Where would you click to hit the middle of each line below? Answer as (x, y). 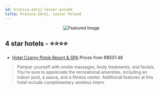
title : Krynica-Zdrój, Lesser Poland (43, 14)
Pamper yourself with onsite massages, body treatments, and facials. (86, 67)
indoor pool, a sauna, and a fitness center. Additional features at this (85, 77)
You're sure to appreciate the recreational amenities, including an (82, 72)
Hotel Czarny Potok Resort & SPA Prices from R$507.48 (67, 58)
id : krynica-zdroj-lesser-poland (39, 9)
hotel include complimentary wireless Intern (61, 82)
